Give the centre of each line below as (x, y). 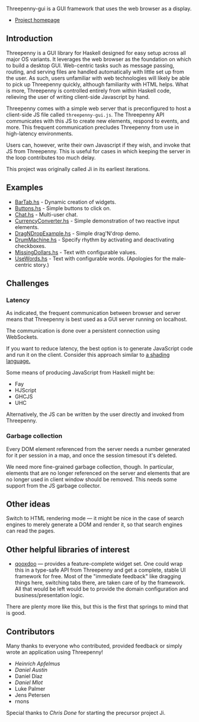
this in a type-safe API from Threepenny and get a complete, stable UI (100, 570)
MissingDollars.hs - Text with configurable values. (76, 252)
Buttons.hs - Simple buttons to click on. (63, 208)
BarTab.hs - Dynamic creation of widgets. (65, 202)
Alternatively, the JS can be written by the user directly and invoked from (95, 414)
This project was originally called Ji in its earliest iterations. (78, 169)
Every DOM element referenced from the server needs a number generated (98, 449)
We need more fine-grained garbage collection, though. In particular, (90, 466)
